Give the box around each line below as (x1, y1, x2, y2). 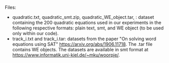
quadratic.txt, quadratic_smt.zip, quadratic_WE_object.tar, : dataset (12, 14, 155, 20)
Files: (5, 5, 16, 10)
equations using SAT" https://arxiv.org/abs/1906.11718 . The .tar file (12, 41, 153, 47)
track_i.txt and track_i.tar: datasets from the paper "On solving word (12, 36, 157, 42)
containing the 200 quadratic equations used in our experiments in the (12, 20, 162, 25)
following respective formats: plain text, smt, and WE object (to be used (12, 25, 164, 31)
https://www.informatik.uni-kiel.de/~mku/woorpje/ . (12, 52, 120, 58)
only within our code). (12, 30, 59, 36)
